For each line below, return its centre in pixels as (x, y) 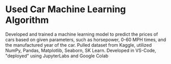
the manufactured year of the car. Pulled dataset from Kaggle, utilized (79, 45)
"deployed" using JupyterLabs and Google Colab (57, 56)
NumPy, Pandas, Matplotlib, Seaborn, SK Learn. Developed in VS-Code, (81, 50)
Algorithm (27, 20)
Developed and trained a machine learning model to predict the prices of (82, 34)
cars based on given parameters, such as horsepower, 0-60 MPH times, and (86, 40)
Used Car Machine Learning (66, 9)
